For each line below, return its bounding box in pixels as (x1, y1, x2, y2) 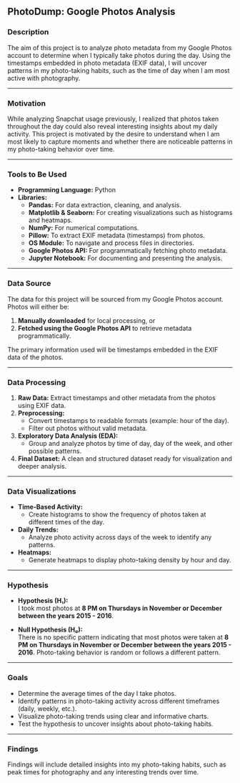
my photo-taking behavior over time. (7, 144, 115, 153)
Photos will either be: (7, 302, 69, 311)
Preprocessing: (17, 409, 65, 417)
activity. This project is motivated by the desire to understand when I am (7, 129, 220, 138)
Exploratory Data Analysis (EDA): (17, 432, 119, 440)
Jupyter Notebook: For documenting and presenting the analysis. (28, 254, 223, 263)
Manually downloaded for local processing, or (17, 316, 156, 324)
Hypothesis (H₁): (17, 597, 69, 605)
